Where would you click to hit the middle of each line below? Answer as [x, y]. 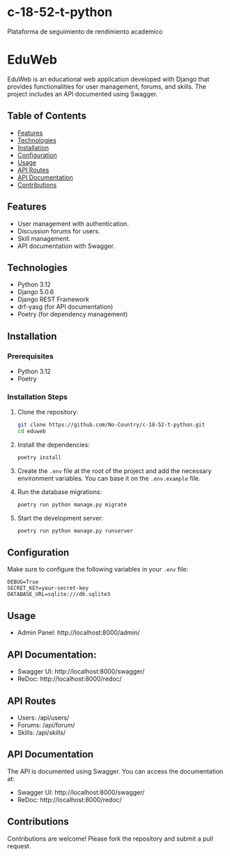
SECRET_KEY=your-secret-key [48, 588]
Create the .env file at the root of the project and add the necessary [114, 471]
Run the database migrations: [60, 492]
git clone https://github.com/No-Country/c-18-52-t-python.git [111, 425]
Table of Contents [47, 116]
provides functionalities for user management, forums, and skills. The [107, 86]
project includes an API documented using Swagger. [83, 94]
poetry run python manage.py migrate [72, 505]
